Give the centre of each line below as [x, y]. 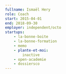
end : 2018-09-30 [21, 23]
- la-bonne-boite [31, 37]
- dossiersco [27, 64]
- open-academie [30, 59]
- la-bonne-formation [35, 41]
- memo [20, 46]
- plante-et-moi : [31, 50]
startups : [15, 32]
